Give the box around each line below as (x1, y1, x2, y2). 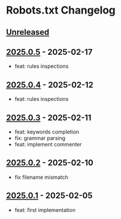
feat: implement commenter (14, 141, 82, 148)
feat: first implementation (14, 206, 76, 213)
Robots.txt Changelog (6, 4, 116, 17)
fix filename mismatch (14, 174, 69, 181)
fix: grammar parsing (14, 135, 66, 142)
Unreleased (6, 27, 50, 37)
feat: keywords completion (14, 128, 79, 136)
